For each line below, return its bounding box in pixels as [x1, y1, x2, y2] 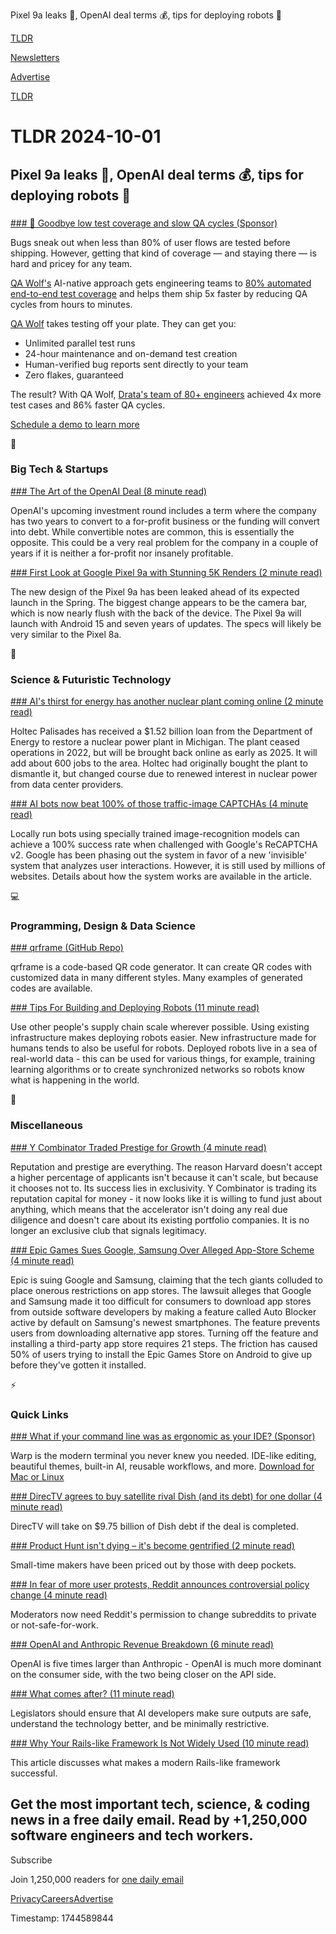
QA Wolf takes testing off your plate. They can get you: [10, 317, 237, 329]
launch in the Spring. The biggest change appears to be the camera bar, [10, 596, 308, 608]
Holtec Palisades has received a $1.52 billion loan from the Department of [10, 725, 313, 738]
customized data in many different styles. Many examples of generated [10, 972, 303, 984]
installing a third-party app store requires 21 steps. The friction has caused [10, 1337, 318, 1349]
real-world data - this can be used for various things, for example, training [10, 1053, 316, 1065]
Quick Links [10, 1407, 69, 1421]
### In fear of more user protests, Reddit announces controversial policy [10, 1578, 310, 1590]
